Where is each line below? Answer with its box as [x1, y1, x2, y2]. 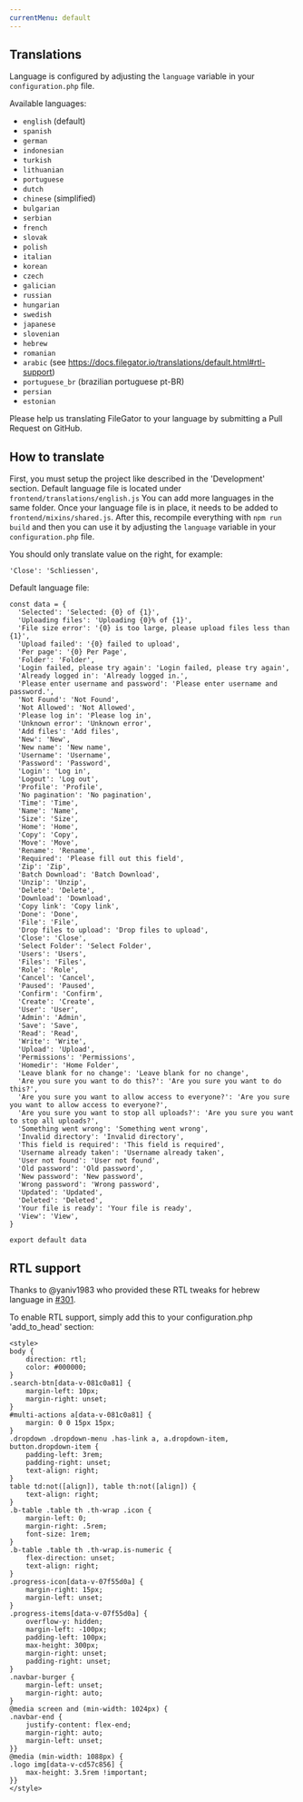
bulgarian [22, 204, 61, 213]
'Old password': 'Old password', [17, 1164, 144, 1173]
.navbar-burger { [9, 1673, 75, 1682]
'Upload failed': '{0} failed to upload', [17, 639, 181, 649]
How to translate [9, 449, 105, 464]
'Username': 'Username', [17, 751, 112, 760]
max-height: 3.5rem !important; [25, 1768, 148, 1777]
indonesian [22, 146, 64, 155]
